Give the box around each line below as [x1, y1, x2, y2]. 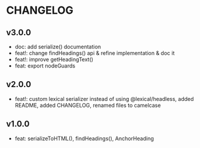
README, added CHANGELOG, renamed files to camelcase [14, 101, 161, 109]
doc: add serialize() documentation [14, 43, 101, 50]
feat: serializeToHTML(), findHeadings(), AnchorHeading [14, 135, 154, 142]
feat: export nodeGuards [14, 62, 76, 69]
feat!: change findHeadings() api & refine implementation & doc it [14, 50, 175, 57]
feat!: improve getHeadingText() [14, 56, 94, 63]
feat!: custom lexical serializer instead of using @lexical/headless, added [14, 95, 194, 102]
